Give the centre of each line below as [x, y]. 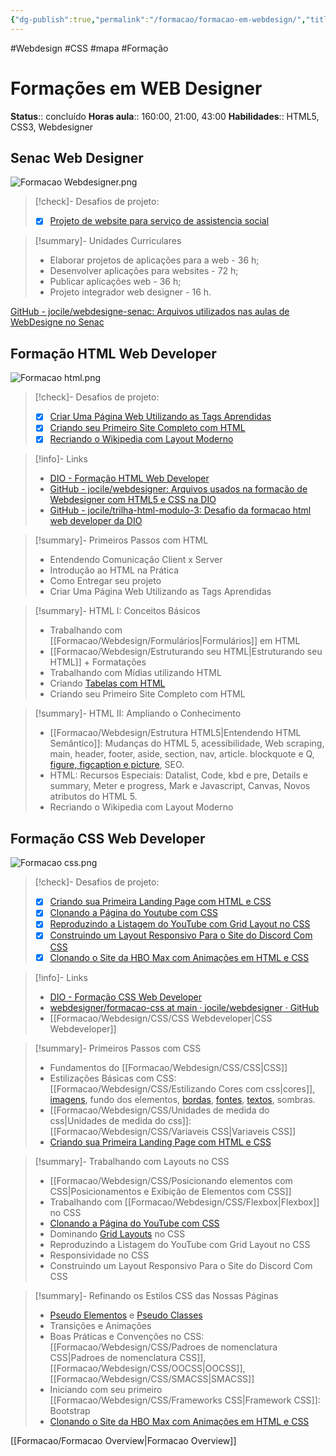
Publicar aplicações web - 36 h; [115, 282]
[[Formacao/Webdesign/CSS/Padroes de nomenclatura [163, 1347]
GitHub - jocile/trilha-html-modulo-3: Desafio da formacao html [180, 510]
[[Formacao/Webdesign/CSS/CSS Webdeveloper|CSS [161, 1018]
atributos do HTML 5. [93, 797]
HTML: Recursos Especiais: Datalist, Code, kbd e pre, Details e [178, 775]
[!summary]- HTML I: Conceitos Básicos [117, 611]
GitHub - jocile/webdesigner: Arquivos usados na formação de [178, 489]
